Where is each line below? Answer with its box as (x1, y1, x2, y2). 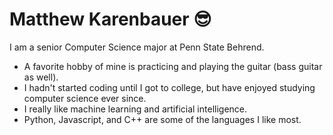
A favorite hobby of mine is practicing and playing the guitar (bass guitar (23, 60, 323, 72)
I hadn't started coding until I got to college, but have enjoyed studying (23, 81, 316, 93)
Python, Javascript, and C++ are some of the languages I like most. (23, 113, 302, 125)
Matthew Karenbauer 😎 (9, 8, 212, 31)
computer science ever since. (23, 92, 147, 104)
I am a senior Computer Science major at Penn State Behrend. (9, 41, 265, 53)
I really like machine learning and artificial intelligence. (23, 103, 248, 115)
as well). (23, 71, 59, 83)
